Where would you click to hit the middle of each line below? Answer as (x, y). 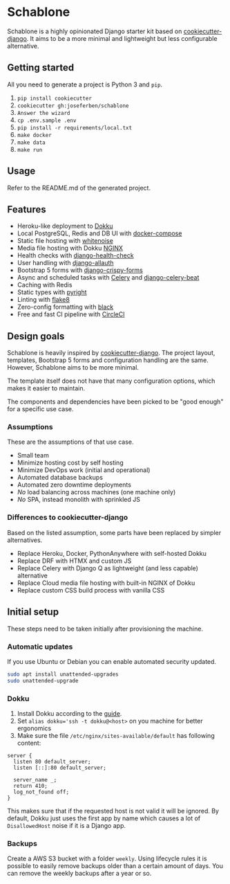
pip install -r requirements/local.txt (75, 128)
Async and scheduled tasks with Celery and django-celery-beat (108, 278)
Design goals (36, 336)
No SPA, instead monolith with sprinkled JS (78, 500)
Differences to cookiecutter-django (68, 518)
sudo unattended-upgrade (43, 680)
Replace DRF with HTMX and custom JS (74, 561)
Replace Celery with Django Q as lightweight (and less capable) (108, 568)
